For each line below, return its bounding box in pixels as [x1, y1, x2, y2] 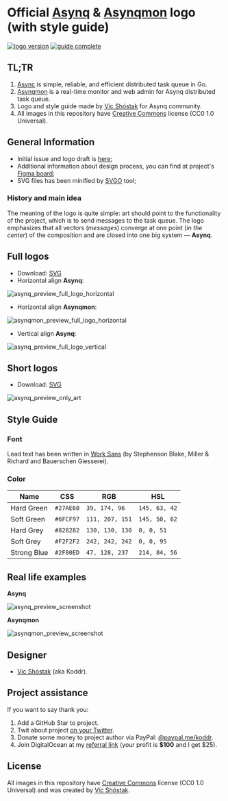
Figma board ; [16, 169, 55, 177]
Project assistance [7, 687, 88, 699]
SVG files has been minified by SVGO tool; [16, 176, 137, 184]
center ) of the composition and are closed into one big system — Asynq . [7, 231, 213, 239]
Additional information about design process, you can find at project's [16, 162, 214, 170]
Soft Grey [10, 537, 41, 546]
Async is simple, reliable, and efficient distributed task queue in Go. [16, 80, 207, 88]
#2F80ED [54, 549, 80, 556]
